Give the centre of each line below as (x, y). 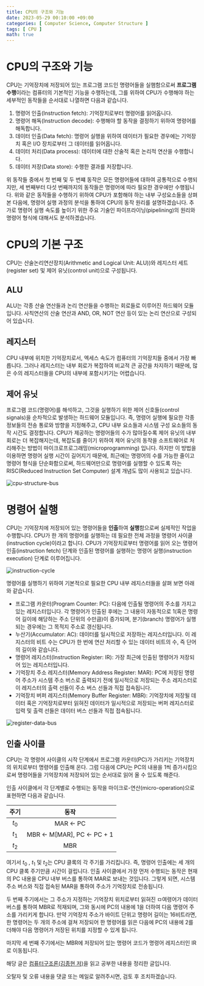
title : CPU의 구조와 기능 (35, 12)
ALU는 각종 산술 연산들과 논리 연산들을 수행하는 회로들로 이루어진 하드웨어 (94, 305)
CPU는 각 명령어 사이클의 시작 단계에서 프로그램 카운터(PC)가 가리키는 (90, 760)
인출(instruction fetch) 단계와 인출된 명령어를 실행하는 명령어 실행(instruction (99, 551)
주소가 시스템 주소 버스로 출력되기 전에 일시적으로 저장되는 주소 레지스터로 (110, 680)
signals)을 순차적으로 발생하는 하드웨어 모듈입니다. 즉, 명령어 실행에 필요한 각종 (100, 418)
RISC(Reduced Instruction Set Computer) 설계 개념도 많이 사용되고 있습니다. (99, 471)
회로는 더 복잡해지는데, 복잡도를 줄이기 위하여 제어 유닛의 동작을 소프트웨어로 (97, 440)
